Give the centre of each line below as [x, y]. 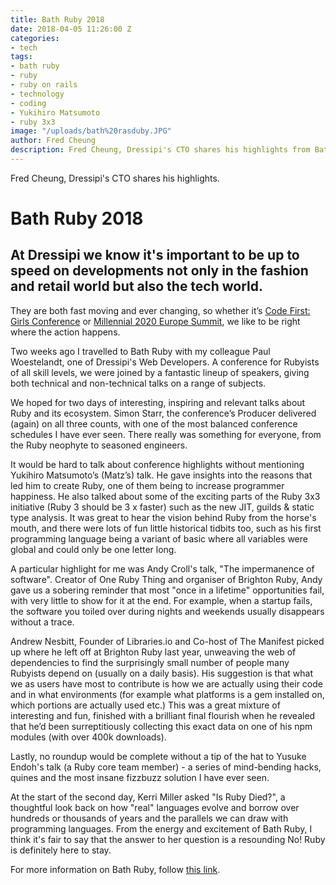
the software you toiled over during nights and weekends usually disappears [167, 611]
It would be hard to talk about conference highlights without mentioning [157, 464]
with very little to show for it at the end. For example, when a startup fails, [161, 600]
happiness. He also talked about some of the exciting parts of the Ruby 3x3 [165, 496]
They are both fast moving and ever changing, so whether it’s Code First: [160, 310]
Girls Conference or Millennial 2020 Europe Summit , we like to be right [155, 321]
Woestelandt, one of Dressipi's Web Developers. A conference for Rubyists [165, 362]
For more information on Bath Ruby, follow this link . [115, 869]
